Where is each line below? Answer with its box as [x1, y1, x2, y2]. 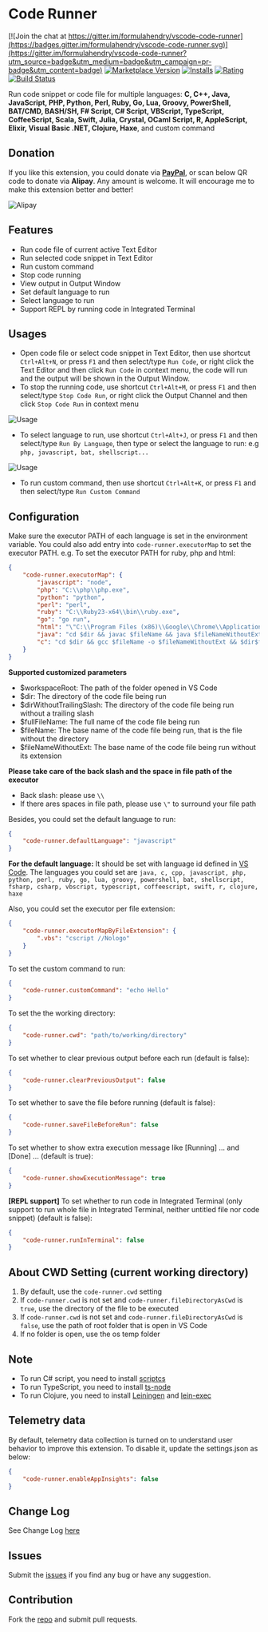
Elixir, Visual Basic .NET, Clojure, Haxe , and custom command [8, 123, 215, 133]
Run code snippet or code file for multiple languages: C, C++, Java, [8, 89, 231, 98]
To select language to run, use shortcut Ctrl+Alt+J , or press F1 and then [19, 430, 258, 440]
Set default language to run [19, 287, 110, 297]
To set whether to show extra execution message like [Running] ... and [8, 1143, 240, 1152]
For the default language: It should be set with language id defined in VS [8, 859, 249, 868]
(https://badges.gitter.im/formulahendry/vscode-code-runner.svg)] [8, 39, 229, 49]
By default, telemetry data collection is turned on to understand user [8, 1434, 233, 1444]
